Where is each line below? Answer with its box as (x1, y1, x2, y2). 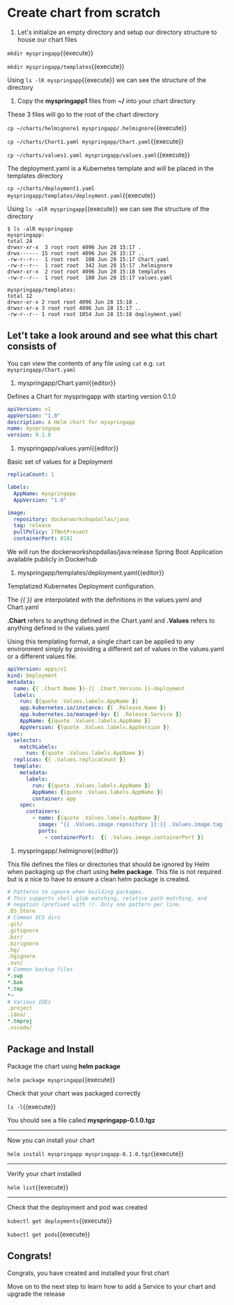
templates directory (7, 171, 63, 180)
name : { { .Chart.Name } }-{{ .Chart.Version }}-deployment (13, 685, 186, 692)
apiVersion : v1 (7, 405, 52, 412)
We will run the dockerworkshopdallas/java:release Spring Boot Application (7, 548, 224, 556)
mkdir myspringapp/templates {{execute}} (7, 62, 125, 70)
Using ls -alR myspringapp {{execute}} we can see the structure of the (7, 204, 210, 213)
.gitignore (7, 927, 39, 934)
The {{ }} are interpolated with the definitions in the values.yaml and (7, 595, 202, 604)
